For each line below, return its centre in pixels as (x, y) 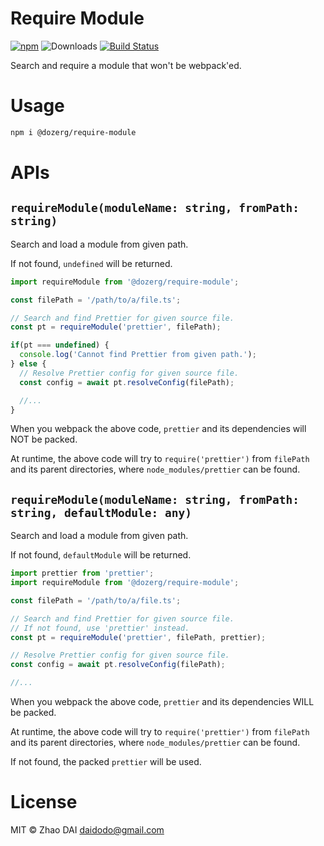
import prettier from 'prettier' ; (82, 573)
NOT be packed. (44, 439)
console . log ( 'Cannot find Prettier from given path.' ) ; (138, 355)
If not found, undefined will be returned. (91, 263)
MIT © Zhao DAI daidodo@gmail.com (87, 830)
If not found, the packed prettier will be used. (106, 762)
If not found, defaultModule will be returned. (101, 555)
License (44, 802)
